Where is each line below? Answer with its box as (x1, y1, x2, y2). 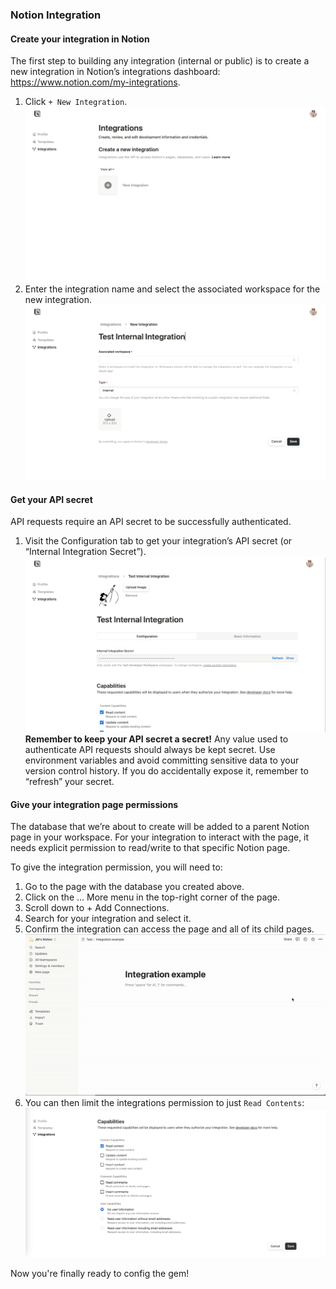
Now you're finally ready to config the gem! (10, 1267, 190, 1279)
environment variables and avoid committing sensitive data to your (24, 754, 300, 767)
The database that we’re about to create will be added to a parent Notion (10, 821, 310, 833)
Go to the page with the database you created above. (24, 881, 245, 893)
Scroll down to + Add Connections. (24, 902, 170, 914)
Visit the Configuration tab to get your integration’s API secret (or (24, 535, 293, 547)
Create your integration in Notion (10, 33, 150, 45)
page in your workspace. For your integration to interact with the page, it (10, 831, 310, 843)
